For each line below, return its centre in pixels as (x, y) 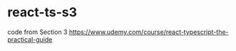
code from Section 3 (37, 32)
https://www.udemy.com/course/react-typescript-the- (149, 32)
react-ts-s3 (42, 12)
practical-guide (30, 39)
